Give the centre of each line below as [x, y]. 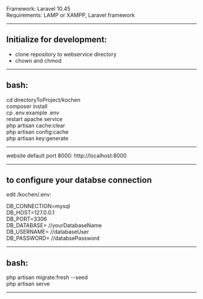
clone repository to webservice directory [66, 54]
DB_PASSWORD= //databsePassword [53, 238]
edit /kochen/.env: [29, 195]
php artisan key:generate [37, 138]
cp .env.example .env [33, 112]
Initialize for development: [57, 39]
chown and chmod [38, 60]
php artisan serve [28, 284]
